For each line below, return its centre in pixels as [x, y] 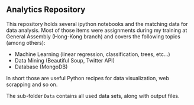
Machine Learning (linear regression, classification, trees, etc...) [92, 54]
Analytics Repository [46, 10]
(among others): [26, 42]
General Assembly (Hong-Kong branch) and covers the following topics [93, 36]
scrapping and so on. [32, 84]
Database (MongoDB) [41, 67]
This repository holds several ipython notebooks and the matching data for [97, 24]
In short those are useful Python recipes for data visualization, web [88, 78]
